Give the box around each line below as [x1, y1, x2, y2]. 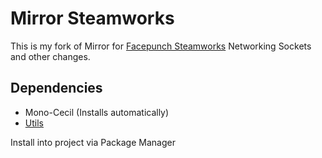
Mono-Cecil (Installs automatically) [24, 106, 170, 118]
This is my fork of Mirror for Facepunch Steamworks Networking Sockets [10, 40, 312, 52]
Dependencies [10, 80, 103, 97]
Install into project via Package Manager [10, 136, 176, 148]
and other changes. [10, 50, 91, 62]
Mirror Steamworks [10, 7, 175, 30]
